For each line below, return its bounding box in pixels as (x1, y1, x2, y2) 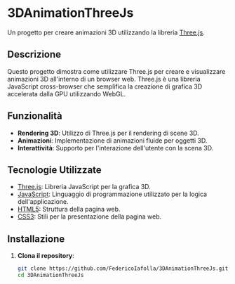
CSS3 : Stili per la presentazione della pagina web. (17, 212, 162, 221)
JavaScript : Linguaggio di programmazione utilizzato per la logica (17, 190, 208, 198)
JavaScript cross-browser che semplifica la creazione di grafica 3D (7, 82, 202, 91)
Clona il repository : (17, 252, 75, 260)
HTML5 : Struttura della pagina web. (17, 205, 121, 214)
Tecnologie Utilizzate (7, 164, 102, 176)
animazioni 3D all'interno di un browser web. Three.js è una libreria (7, 75, 201, 83)
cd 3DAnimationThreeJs (17, 272, 84, 279)
